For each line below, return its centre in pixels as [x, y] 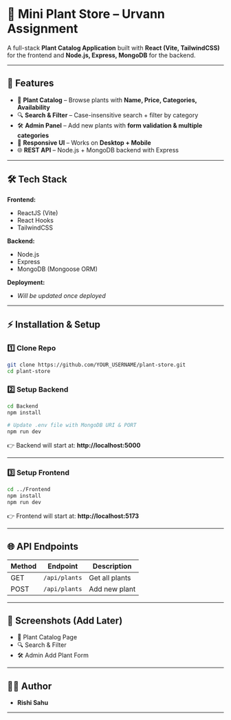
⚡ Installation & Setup [54, 324]
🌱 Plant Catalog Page [47, 637]
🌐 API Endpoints [43, 547]
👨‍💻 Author [30, 686]
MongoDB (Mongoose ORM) [57, 269]
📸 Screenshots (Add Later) [65, 620]
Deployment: [26, 282]
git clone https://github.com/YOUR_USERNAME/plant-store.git [97, 365]
